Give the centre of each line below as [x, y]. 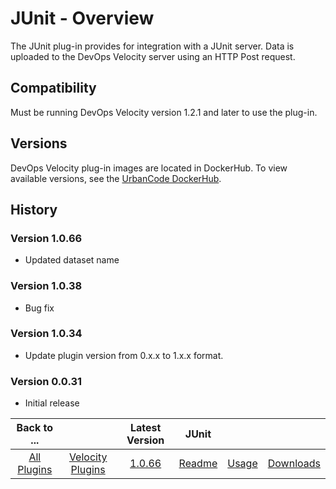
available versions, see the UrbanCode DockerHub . [116, 178]
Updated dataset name [72, 260]
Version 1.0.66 [46, 238]
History [34, 209]
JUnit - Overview [82, 18]
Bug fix [39, 308]
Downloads [294, 464]
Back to [34, 428]
